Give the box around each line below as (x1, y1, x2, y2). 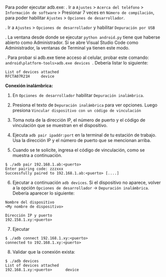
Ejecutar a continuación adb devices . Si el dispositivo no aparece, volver (12, 179, 161, 185)
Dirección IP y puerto (5, 213, 52, 218)
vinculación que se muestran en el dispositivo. (12, 122, 108, 128)
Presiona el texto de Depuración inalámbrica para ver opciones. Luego (12, 102, 158, 108)
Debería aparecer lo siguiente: (12, 190, 75, 196)
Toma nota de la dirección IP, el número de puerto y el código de (12, 117, 146, 123)
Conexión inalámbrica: (5, 82, 53, 88)
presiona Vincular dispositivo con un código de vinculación (12, 107, 141, 113)
